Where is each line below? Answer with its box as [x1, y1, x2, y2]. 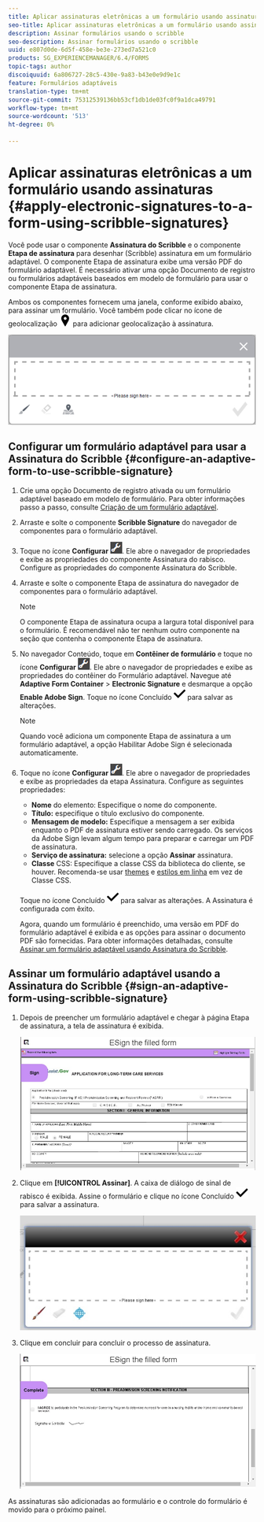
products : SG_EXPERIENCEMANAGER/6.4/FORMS [8, 54, 149, 62]
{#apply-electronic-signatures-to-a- [8, 198, 253, 216]
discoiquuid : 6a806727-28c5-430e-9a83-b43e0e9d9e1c [8, 71, 181, 79]
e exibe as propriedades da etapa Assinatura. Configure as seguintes [19, 776, 244, 786]
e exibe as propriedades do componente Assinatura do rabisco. [19, 554, 226, 564]
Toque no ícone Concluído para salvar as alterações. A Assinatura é [19, 895, 253, 905]
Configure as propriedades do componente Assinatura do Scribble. [19, 563, 237, 572]
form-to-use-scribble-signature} [8, 465, 174, 478]
